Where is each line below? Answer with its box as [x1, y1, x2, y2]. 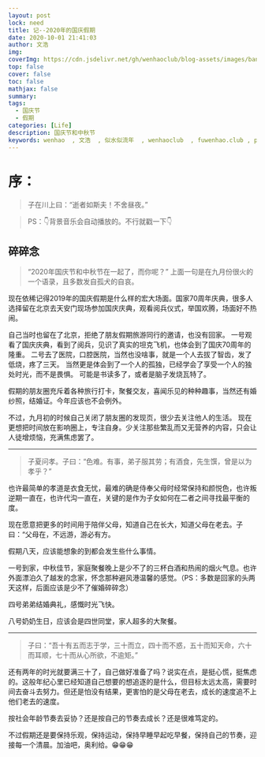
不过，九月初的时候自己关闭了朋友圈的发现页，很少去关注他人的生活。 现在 [8, 413, 252, 423]
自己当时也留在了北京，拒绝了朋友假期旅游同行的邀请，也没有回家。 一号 [8, 330, 245, 340]
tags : [8, 99, 26, 107]
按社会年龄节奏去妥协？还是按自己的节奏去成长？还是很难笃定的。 [8, 714, 222, 723]
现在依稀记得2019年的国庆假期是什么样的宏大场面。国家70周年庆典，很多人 [8, 293, 254, 304]
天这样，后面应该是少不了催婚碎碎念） [8, 583, 132, 592]
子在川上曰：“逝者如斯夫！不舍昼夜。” [27, 200, 148, 210]
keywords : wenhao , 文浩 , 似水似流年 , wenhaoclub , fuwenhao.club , [8, 136, 251, 144]
